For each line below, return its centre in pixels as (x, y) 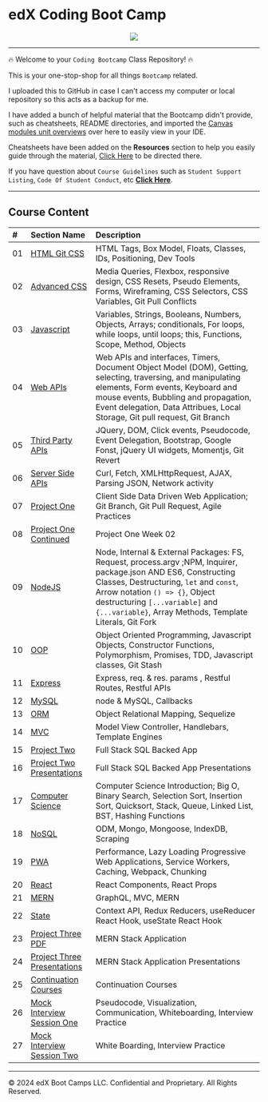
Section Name (58, 235)
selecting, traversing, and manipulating (168, 377)
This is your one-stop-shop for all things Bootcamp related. (103, 75)
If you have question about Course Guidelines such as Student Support (125, 171)
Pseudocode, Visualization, (146, 1002)
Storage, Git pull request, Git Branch (163, 417)
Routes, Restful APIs (133, 687)
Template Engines (129, 737)
